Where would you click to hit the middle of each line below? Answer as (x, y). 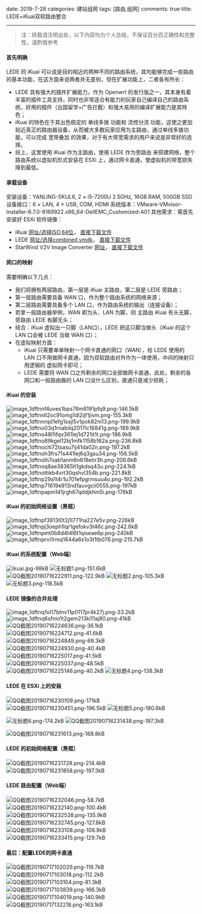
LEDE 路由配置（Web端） (38, 786)
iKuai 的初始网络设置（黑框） (42, 506)
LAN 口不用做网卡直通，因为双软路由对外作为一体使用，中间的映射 (106, 357)
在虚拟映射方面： (36, 342)
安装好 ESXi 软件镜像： (35, 219)
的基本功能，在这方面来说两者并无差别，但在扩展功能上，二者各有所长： (96, 80)
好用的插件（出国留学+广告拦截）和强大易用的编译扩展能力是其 (104, 107)
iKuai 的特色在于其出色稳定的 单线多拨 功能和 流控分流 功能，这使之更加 (104, 122)
